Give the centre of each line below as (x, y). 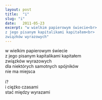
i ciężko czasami (22, 87)
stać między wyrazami (28, 92)
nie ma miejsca (20, 71)
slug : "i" (15, 19)
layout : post (18, 10)
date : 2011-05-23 (25, 23)
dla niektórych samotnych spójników (42, 66)
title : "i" (17, 14)
